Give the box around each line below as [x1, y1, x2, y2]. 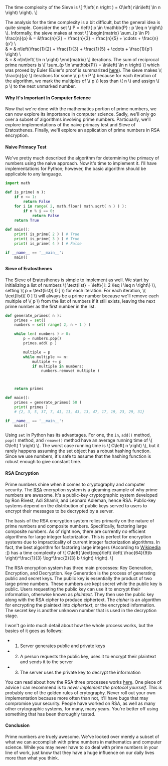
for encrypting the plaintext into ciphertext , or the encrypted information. [5, 602, 155, 608]
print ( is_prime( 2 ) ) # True [14, 232, 80, 237]
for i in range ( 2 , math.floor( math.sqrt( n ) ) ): [14, 204, 127, 209]
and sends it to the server [20, 659, 73, 665]
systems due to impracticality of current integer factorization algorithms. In [5, 539, 160, 545]
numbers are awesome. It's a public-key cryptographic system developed [5, 492, 158, 498]
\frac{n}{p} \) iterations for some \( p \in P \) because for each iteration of [5, 73, 157, 78]
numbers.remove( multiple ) [41, 368, 100, 373]
